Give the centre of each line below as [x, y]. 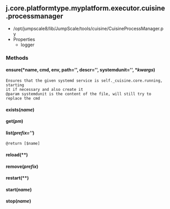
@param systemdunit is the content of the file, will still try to [79, 94]
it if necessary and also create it [44, 89]
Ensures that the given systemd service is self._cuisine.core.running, [84, 81]
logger [27, 45]
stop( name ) [19, 201]
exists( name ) [20, 110]
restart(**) [18, 178]
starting [15, 85]
